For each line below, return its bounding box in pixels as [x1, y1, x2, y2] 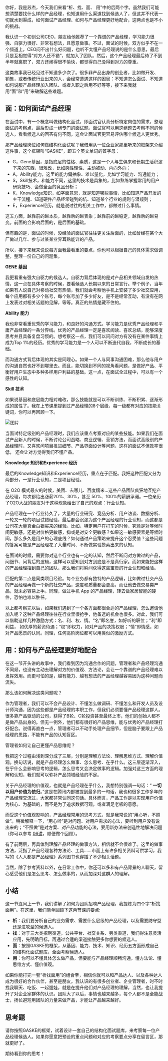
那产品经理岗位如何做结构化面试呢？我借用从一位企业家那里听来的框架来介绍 [5, 142, 163, 148]
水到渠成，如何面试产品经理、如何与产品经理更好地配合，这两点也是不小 [13, 17, 163, 23]
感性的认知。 [5, 375, 31, 381]
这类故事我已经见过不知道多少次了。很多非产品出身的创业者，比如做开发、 [5, 70, 158, 75]
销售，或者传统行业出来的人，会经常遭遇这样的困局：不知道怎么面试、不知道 [5, 76, 163, 82]
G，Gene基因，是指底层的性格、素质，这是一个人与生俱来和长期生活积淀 [12, 158, 163, 164]
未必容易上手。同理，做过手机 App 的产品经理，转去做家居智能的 [18, 588, 152, 594]
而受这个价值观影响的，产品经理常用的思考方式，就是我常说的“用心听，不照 [5, 812, 161, 818]
